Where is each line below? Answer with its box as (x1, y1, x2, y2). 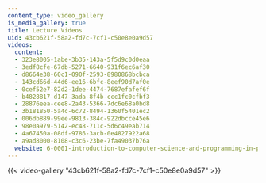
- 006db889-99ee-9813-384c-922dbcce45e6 (14, 115, 150, 123)
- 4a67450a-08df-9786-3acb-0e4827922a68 (14, 129, 150, 137)
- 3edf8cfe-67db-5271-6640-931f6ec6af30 (14, 63, 150, 71)
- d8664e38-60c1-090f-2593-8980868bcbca (14, 71, 150, 78)
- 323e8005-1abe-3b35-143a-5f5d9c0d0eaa (14, 56, 150, 64)
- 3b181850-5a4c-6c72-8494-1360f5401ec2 (14, 108, 150, 116)
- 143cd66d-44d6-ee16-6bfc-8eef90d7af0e (14, 78, 150, 86)
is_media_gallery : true (7, 19, 87, 27)
